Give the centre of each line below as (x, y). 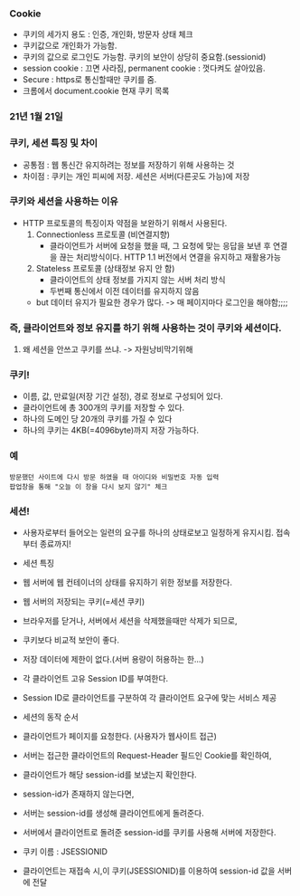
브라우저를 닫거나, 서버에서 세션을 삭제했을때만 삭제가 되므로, (130, 621)
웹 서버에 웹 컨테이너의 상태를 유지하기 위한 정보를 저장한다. (127, 582)
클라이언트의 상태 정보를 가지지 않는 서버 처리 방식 (137, 280)
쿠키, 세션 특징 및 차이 (53, 143)
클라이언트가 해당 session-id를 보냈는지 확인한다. (109, 775)
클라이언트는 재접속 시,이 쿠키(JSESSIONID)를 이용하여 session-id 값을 (149, 871)
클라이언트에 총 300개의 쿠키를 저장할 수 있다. (103, 408)
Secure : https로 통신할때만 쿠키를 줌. (89, 80)
